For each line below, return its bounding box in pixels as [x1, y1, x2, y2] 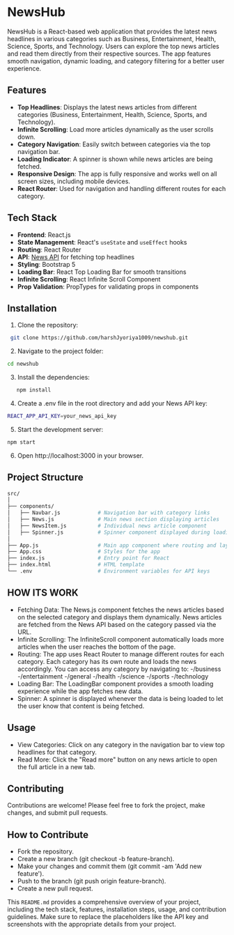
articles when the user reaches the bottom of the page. [17, 642, 176, 651]
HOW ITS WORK [7, 587, 79, 599]
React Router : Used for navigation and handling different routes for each [17, 184, 226, 192]
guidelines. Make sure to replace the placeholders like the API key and [7, 913, 209, 921]
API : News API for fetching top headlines [17, 252, 134, 261]
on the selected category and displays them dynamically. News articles [17, 612, 222, 621]
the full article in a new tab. [17, 762, 95, 771]
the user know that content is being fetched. [17, 702, 145, 710]
